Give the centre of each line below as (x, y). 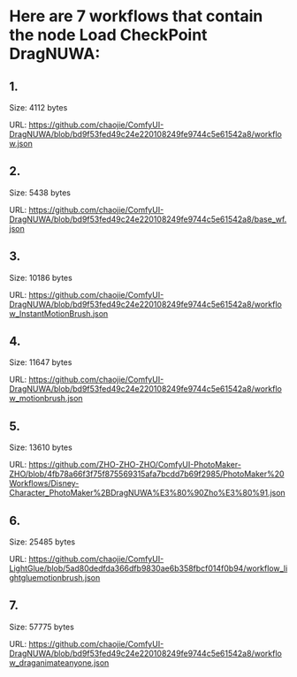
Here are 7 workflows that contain (136, 16)
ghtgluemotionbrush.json (55, 578)
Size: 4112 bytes (38, 107)
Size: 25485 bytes (42, 542)
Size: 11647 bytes (41, 362)
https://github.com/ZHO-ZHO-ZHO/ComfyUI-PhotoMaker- (135, 465)
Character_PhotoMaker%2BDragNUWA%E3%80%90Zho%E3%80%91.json (147, 493)
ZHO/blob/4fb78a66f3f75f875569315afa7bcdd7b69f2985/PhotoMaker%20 (147, 474)
